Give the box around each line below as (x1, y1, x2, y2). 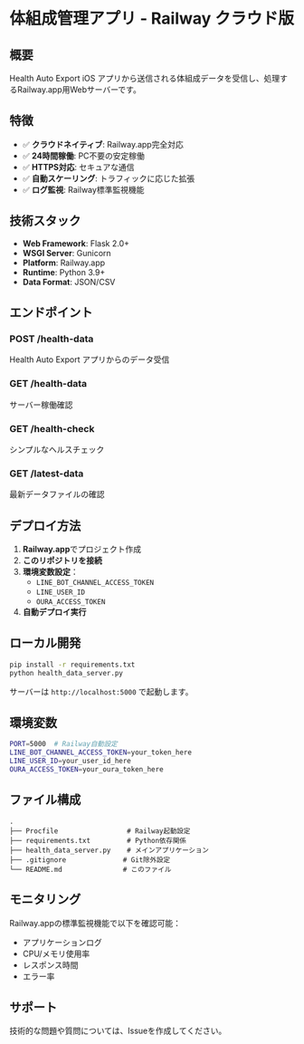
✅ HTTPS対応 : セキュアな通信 (22, 161, 135, 172)
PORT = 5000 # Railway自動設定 (9, 740, 118, 749)
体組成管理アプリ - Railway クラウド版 (9, 8, 295, 29)
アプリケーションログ (22, 936, 102, 947)
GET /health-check (9, 422, 95, 435)
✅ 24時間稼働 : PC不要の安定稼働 (22, 150, 145, 161)
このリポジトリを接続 (22, 555, 102, 566)
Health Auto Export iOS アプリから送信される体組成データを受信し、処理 (9, 73, 280, 83)
